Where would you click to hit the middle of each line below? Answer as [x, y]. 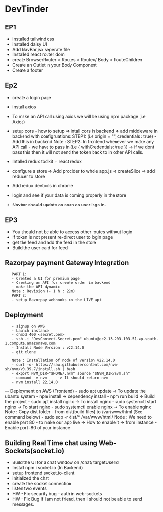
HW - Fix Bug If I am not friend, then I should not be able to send [77, 499]
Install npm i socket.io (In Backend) [47, 468]
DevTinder [27, 9]
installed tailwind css [33, 39]
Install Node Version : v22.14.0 [50, 348]
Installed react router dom [38, 54]
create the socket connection [42, 484]
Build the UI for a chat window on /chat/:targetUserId [65, 462]
